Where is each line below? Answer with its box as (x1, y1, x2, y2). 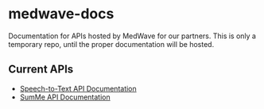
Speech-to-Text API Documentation (19, 84, 137, 93)
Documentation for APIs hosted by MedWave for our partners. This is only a (8, 31, 257, 41)
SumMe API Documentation (19, 92, 111, 102)
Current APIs (8, 63, 74, 76)
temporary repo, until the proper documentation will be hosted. (8, 39, 215, 49)
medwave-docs (8, 5, 115, 23)
